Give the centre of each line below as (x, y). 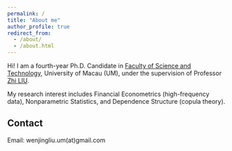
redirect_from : (29, 33)
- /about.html (34, 46)
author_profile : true (39, 26)
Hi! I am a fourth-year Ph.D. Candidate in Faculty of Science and (99, 66)
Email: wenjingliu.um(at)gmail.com (56, 140)
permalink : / (26, 14)
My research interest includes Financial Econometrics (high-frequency (108, 94)
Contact (25, 124)
